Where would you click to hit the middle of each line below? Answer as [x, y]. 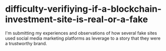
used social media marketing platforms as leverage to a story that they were [83, 38]
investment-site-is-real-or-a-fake [77, 19]
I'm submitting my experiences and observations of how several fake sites [81, 33]
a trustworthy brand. [26, 43]
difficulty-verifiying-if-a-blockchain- [83, 9]
